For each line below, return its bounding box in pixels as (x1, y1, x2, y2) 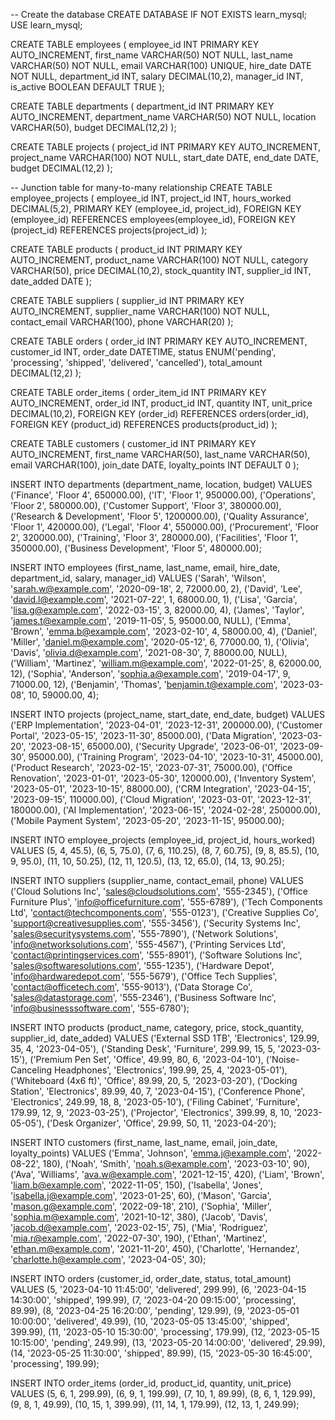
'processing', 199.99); (10, 1358, 100, 1369)
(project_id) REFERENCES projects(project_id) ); (10, 224, 208, 236)
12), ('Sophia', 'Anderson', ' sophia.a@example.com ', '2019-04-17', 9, (10, 668, 291, 679)
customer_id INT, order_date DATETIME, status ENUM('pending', (10, 346, 277, 358)
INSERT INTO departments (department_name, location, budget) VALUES (10, 479, 313, 490)
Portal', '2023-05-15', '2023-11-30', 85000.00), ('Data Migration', (10, 730, 277, 741)
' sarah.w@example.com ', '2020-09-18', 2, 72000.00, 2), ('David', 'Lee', (10, 583, 303, 594)
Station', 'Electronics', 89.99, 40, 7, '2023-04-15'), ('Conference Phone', (10, 1085, 306, 1097)
